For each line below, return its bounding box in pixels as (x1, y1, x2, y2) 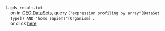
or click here (10, 20, 37, 26)
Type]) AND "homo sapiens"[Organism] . (10, 15, 95, 21)
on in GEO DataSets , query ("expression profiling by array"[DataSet (10, 10, 160, 16)
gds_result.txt (10, 5, 43, 10)
